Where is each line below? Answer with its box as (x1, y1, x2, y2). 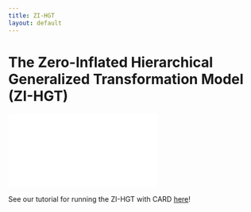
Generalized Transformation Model (8, 70, 244, 88)
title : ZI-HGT (8, 11, 56, 20)
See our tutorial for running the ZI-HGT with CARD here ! (8, 195, 191, 204)
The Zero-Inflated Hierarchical (8, 53, 214, 71)
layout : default (8, 19, 62, 27)
